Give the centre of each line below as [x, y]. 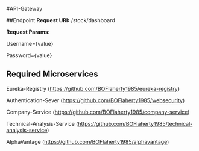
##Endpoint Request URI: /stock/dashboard [61, 20]
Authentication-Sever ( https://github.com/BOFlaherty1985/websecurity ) [96, 100]
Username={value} [30, 44]
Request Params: [28, 32]
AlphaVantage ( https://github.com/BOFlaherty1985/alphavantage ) [88, 141]
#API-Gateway [24, 9]
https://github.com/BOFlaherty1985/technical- [135, 123]
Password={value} [29, 55]
